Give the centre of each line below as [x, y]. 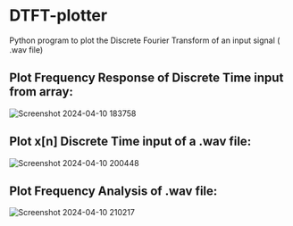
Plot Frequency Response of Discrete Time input [146, 78]
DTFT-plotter [59, 16]
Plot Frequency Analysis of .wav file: [113, 191]
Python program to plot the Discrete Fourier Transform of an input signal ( [145, 40]
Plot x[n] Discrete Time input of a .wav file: [130, 142]
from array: [42, 92]
